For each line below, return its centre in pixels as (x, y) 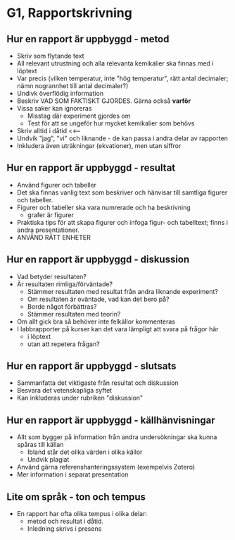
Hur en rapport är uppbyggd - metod (88, 39)
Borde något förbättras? (62, 306)
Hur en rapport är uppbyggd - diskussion (98, 260)
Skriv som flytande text (51, 56)
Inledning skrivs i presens (64, 529)
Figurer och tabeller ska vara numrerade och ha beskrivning (103, 207)
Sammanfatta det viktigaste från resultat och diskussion (97, 383)
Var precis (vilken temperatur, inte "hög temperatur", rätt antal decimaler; (122, 78)
